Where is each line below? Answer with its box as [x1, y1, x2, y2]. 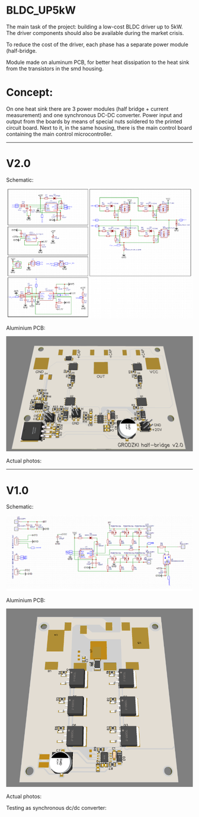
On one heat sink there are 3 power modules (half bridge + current [6, 105, 169, 112]
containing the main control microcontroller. [6, 130, 113, 137]
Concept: [6, 86, 53, 99]
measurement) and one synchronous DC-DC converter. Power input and [6, 111, 182, 118]
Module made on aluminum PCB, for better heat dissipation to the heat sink [6, 59, 190, 66]
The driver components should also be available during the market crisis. [6, 29, 184, 36]
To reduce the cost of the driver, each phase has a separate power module [6, 41, 188, 48]
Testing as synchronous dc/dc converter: [6, 804, 107, 811]
